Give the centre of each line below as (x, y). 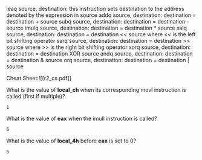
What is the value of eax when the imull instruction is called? (82, 118)
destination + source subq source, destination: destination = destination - (98, 21)
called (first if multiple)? (36, 96)
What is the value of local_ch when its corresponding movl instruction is (96, 90)
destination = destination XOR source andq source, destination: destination (99, 53)
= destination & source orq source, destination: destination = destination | (98, 60)
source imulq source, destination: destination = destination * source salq (97, 28)
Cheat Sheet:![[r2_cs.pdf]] (39, 78)
